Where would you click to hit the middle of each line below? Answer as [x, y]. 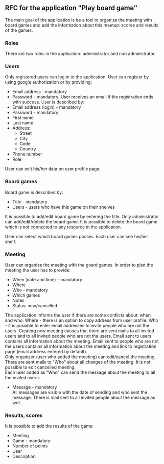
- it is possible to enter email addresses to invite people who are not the [77, 326]
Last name [23, 123]
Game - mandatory [31, 441]
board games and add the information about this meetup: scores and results [82, 25]
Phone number [27, 154]
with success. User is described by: [48, 102]
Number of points [30, 446]
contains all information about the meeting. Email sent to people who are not [82, 341]
